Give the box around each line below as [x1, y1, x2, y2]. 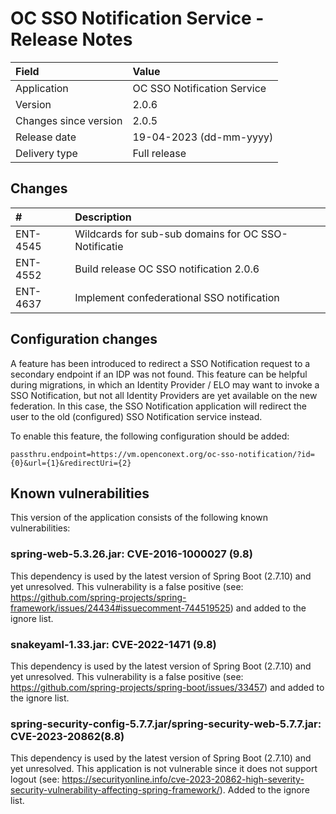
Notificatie [74, 239, 124, 253]
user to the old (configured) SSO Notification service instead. [10, 410, 263, 422]
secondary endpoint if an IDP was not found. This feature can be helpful [10, 368, 308, 380]
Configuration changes [10, 331, 158, 348]
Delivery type [15, 146, 78, 160]
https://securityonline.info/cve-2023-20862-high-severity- [61, 773, 305, 786]
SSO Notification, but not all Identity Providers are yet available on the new [10, 389, 318, 401]
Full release [132, 146, 187, 160]
